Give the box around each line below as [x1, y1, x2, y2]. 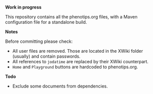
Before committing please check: [5, 38, 73, 44]
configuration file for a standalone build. [5, 19, 87, 25]
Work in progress [5, 4, 42, 10]
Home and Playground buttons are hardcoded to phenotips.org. [12, 64, 138, 70]
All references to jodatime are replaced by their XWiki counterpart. [12, 59, 149, 64]
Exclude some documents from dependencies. [12, 83, 108, 89]
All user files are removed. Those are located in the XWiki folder [12, 48, 143, 54]
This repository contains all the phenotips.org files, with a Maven [5, 14, 138, 19]
